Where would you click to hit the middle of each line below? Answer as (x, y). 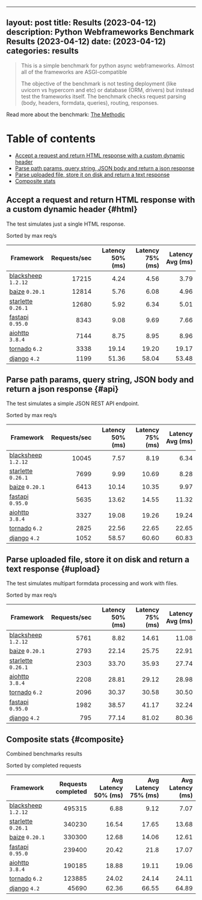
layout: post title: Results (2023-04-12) (81, 23)
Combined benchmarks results (44, 754)
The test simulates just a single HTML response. (66, 224)
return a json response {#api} (63, 389)
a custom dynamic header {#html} (72, 209)
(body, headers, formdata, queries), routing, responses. (90, 102)
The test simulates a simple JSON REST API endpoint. (73, 403)
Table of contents (51, 138)
